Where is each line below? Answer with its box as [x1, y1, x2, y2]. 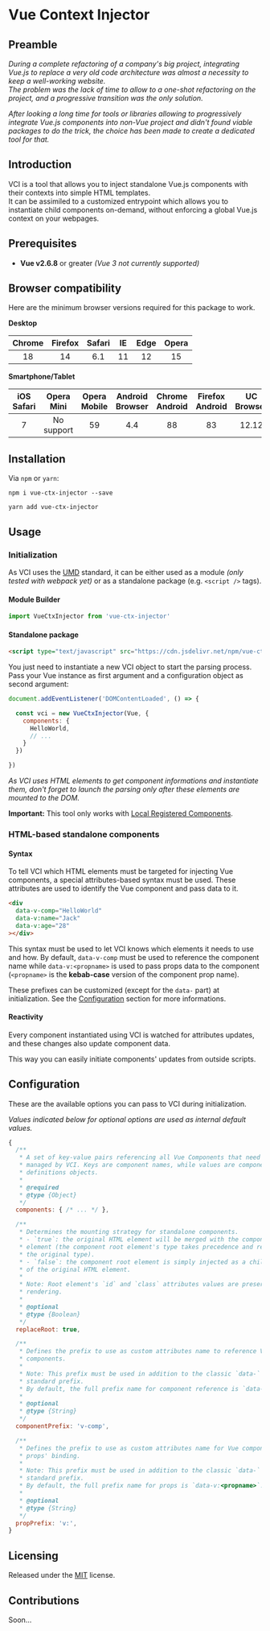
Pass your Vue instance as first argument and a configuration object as [8, 671, 243, 681]
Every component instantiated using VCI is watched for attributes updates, [8, 1029, 255, 1040]
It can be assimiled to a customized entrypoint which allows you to [8, 196, 229, 206]
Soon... [8, 1615, 32, 1625]
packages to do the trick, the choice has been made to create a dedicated [8, 126, 256, 135]
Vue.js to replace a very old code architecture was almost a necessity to [8, 68, 249, 77]
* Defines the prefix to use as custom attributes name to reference [18, 1347, 257, 1356]
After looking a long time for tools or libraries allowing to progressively [8, 109, 242, 118]
